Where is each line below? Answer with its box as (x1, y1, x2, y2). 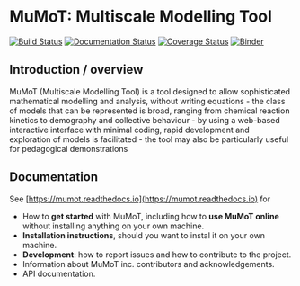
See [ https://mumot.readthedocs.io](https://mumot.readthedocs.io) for (9, 193, 271, 204)
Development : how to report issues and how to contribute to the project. (22, 249, 292, 260)
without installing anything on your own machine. (22, 220, 205, 231)
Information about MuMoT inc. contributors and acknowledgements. (22, 258, 276, 269)
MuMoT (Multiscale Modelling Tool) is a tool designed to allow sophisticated (9, 85, 290, 96)
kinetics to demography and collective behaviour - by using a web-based (9, 114, 280, 125)
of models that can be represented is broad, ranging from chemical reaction (9, 105, 290, 116)
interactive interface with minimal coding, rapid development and (9, 124, 250, 135)
